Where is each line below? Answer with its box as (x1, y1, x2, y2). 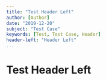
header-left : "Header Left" (6, 37, 77, 43)
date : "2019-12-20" (6, 20, 55, 26)
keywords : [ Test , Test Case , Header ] (6, 32, 101, 38)
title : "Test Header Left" (6, 8, 74, 15)
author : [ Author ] (6, 15, 50, 21)
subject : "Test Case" (6, 25, 61, 32)
